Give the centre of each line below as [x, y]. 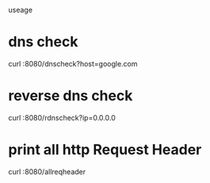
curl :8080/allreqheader [47, 171]
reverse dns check [71, 96]
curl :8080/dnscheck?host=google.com [73, 63]
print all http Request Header [105, 150]
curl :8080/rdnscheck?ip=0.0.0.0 [62, 117]
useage [21, 10]
